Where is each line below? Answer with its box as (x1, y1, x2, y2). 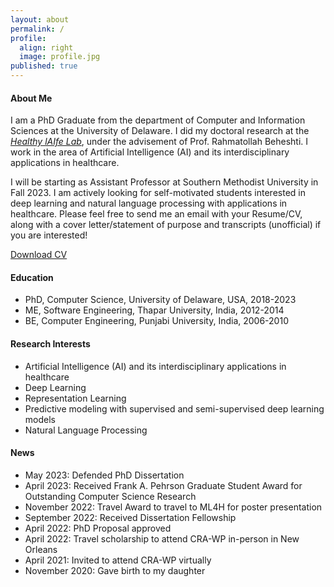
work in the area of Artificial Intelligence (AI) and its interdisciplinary (10, 146, 290, 158)
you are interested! (10, 229, 88, 241)
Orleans (24, 543, 58, 555)
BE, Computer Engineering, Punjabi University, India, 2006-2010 (24, 315, 289, 327)
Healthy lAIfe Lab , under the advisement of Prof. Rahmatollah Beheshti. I (10, 136, 309, 148)
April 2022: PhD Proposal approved (24, 522, 172, 534)
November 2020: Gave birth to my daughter (24, 564, 206, 576)
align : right (19, 42, 74, 53)
